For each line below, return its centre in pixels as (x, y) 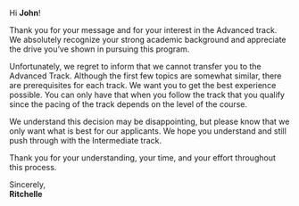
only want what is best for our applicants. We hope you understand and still (148, 131)
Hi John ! (25, 13)
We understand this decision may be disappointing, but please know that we (149, 121)
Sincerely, (28, 185)
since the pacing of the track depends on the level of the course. (129, 104)
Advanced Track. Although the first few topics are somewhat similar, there (145, 76)
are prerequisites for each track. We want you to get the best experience (143, 85)
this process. (33, 167)
